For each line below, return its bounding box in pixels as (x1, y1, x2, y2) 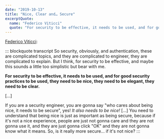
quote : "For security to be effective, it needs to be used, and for (9, 25, 154, 30)
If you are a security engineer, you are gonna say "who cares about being (5, 102, 153, 108)
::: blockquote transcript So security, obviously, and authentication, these (5, 48, 152, 54)
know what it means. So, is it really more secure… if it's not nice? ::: (5, 128, 141, 134)
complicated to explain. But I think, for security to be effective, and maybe (5, 59, 154, 64)
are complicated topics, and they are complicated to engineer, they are (5, 53, 147, 59)
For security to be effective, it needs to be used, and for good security (5, 73, 150, 79)
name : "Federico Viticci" (9, 20, 62, 26)
